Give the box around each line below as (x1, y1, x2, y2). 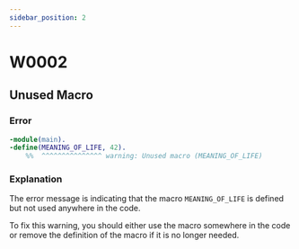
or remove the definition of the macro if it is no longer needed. (9, 230, 240, 241)
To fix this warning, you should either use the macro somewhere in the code (9, 220, 291, 231)
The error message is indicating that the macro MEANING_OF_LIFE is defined (9, 193, 285, 204)
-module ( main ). (9, 135, 66, 144)
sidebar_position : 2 (9, 13, 87, 22)
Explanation (9, 173, 63, 185)
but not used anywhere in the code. (9, 203, 141, 214)
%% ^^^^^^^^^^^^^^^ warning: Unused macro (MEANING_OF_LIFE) (25, 152, 263, 161)
